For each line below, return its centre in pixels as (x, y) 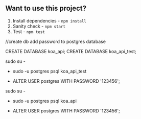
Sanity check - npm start (39, 26)
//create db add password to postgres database (56, 41)
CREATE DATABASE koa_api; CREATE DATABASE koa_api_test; (71, 51)
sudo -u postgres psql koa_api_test (50, 71)
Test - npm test (29, 31)
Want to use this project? (46, 8)
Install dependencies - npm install (50, 20)
